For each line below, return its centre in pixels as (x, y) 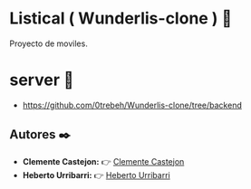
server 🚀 (42, 80)
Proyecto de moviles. (48, 43)
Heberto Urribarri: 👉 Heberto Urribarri (96, 175)
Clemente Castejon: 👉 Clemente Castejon (103, 161)
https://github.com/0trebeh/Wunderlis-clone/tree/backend (132, 105)
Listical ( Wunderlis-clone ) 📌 (121, 19)
